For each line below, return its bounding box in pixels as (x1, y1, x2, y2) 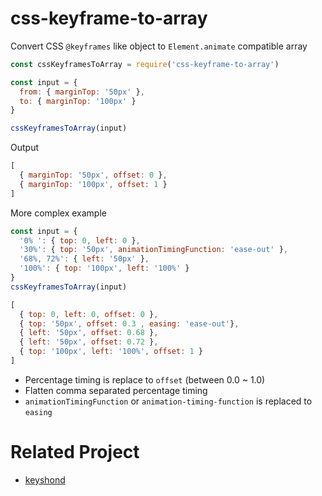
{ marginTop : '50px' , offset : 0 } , (19, 170, 168, 181)
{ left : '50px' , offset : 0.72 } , (19, 337, 159, 347)
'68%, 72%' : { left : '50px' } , (19, 254, 150, 264)
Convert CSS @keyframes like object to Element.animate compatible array (10, 40, 308, 52)
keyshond (24, 473, 66, 486)
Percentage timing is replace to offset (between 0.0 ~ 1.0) (24, 373, 266, 386)
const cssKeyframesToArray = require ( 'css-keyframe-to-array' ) (10, 59, 280, 69)
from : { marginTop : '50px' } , (19, 87, 145, 97)
